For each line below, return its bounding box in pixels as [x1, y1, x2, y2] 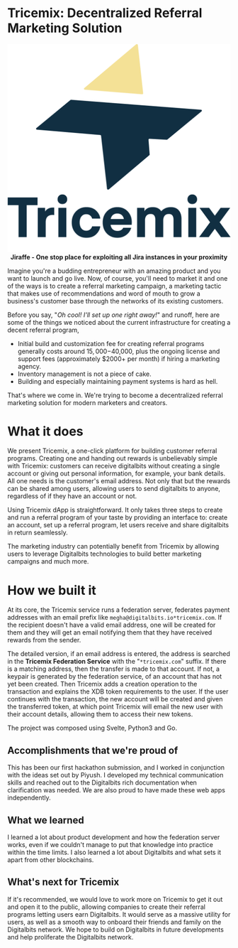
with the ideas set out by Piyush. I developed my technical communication [7, 771, 224, 780]
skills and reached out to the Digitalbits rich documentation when [7, 778, 197, 787]
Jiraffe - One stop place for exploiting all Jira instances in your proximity [10, 252, 228, 261]
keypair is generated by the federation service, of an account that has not [7, 672, 222, 681]
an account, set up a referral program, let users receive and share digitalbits [7, 521, 229, 529]
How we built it [7, 582, 97, 598]
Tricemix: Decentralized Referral [7, 5, 203, 21]
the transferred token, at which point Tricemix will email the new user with [7, 702, 223, 711]
